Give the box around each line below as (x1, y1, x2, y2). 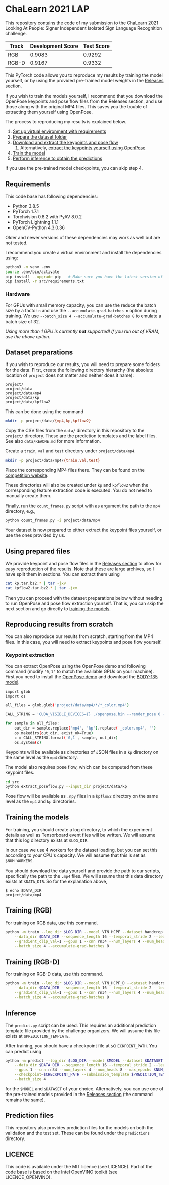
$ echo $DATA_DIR (5, 888, 42, 893)
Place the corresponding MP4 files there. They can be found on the (5, 467, 145, 473)
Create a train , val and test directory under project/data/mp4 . (5, 448, 136, 454)
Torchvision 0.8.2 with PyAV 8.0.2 (12, 213, 82, 220)
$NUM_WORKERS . (5, 858, 34, 864)
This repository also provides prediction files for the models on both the (5, 1124, 154, 1130)
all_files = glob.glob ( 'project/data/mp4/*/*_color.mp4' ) (5, 703, 129, 708)
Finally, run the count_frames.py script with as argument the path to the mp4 (5, 503, 160, 509)
